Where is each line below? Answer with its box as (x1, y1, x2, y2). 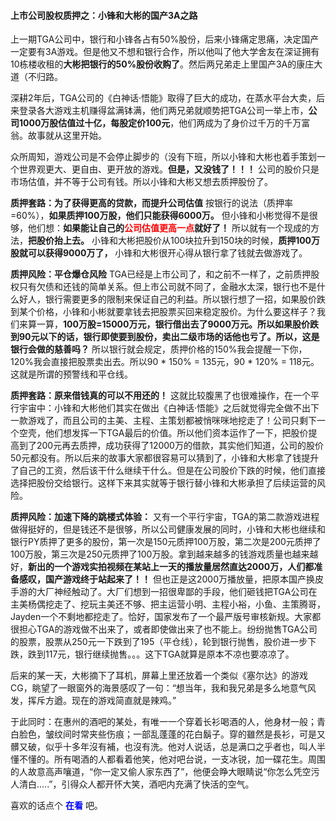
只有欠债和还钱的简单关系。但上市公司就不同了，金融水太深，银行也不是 (18, 281, 317, 293)
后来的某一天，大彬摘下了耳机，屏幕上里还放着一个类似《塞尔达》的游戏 (10, 670, 308, 682)
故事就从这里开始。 (27, 130, 107, 142)
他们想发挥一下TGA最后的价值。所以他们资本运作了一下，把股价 (44, 427, 309, 439)
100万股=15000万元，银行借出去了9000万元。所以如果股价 (63, 318, 310, 330)
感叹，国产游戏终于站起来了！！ (18, 573, 151, 585)
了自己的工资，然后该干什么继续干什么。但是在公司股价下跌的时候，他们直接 (10, 465, 326, 477)
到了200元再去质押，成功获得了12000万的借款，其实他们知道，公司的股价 (18, 440, 324, 452)
